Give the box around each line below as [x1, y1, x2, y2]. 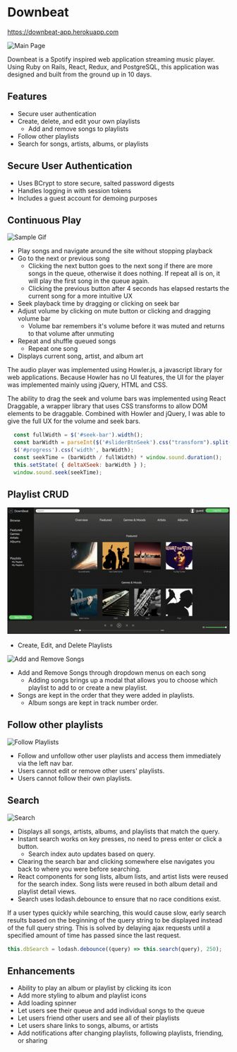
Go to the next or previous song [17, 254, 110, 262]
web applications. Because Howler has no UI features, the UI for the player [7, 373, 224, 382]
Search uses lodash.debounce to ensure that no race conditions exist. [17, 894, 221, 903]
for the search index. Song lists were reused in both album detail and [17, 879, 218, 888]
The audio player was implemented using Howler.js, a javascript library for [7, 366, 223, 374]
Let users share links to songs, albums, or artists [17, 1022, 159, 1030]
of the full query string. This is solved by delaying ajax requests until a [7, 923, 211, 932]
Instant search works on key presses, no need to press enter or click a [17, 834, 222, 843]
